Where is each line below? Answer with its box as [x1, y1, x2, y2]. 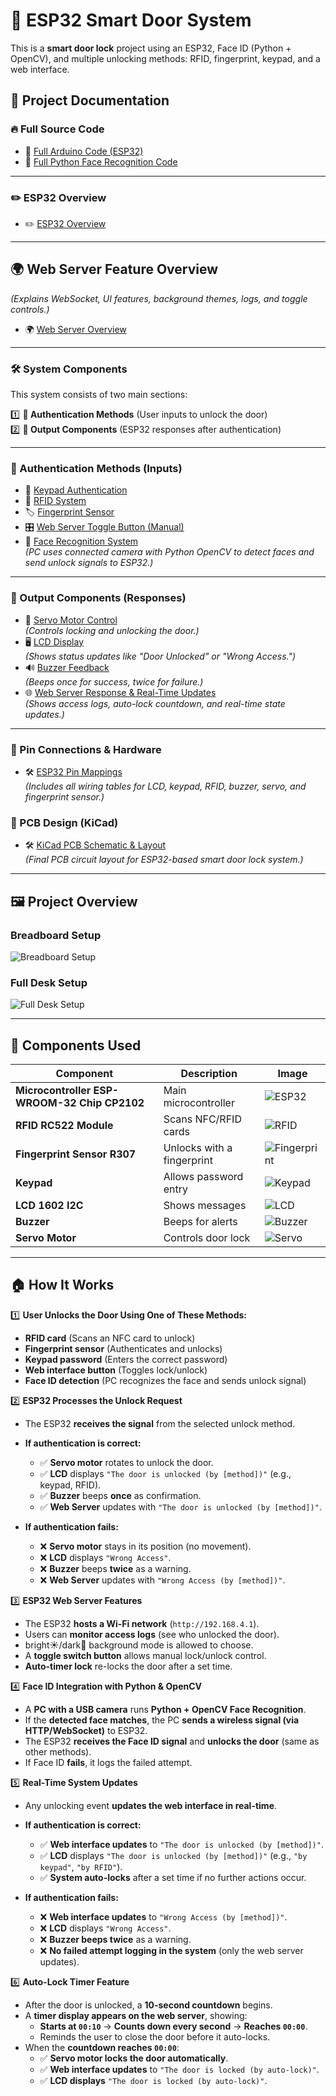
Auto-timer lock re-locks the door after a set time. [24, 1660, 233, 1672]
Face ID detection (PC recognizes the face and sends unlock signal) [24, 1374, 307, 1386]
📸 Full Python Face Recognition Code [24, 155, 178, 168]
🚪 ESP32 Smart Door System [10, 9, 252, 32]
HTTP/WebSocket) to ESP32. [24, 1724, 148, 1736]
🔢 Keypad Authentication [24, 484, 128, 496]
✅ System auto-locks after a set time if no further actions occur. [39, 1871, 307, 1883]
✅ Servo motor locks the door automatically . [39, 2052, 229, 2064]
